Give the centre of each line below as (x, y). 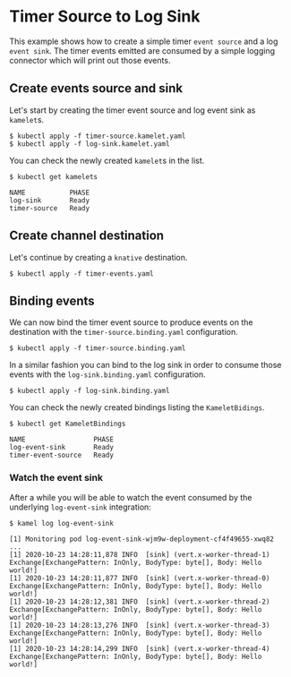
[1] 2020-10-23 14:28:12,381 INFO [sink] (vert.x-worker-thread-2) (140, 602)
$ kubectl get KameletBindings (68, 424)
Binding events (52, 300)
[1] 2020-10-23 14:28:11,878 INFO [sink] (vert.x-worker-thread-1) (140, 554)
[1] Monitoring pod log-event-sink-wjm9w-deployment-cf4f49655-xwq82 (142, 539)
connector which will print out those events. (90, 60)
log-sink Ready (50, 200)
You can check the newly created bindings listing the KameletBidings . (137, 407)
